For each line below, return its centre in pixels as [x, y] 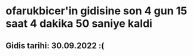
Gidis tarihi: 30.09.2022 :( [55, 46]
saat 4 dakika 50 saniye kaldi [79, 24]
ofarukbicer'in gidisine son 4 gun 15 [96, 11]
